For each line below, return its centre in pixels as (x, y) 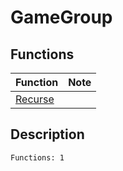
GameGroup (61, 17)
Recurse (35, 99)
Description (47, 134)
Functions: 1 (37, 157)
